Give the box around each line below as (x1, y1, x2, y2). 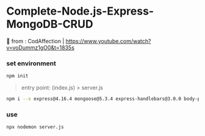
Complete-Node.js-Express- (6, 4, 154, 18)
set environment (6, 59, 56, 68)
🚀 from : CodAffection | (6, 37, 65, 45)
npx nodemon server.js (6, 124, 64, 131)
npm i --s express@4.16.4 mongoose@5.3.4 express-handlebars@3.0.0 (6, 96, 182, 102)
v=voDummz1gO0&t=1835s (6, 44, 75, 51)
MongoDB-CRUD (6, 17, 93, 31)
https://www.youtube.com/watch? (65, 37, 151, 45)
